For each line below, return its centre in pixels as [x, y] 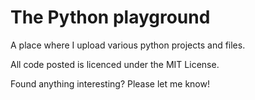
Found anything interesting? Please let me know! [110, 83]
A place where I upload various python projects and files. [128, 45]
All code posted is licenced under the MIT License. [115, 64]
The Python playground [110, 17]
